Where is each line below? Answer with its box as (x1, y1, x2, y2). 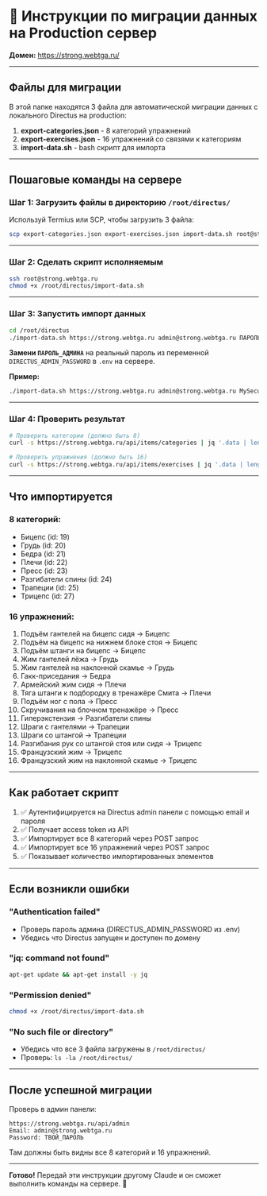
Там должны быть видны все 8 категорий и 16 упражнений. (9, 1148, 212, 1157)
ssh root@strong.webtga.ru (9, 274, 98, 283)
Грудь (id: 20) (20, 540, 67, 550)
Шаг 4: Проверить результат (9, 413, 126, 424)
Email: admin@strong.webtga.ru (9, 1127, 113, 1135)
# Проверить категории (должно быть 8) (9, 432, 141, 439)
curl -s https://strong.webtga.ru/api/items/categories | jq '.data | (9, 439, 247, 447)
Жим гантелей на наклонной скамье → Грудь (20, 663, 175, 672)
